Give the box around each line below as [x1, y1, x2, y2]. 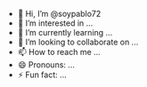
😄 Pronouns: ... [17, 59, 76, 70]
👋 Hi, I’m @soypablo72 [17, 9, 102, 19]
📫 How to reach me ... [17, 47, 101, 57]
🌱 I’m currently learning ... [17, 28, 113, 37]
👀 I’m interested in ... [17, 18, 94, 28]
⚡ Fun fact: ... [17, 69, 67, 80]
